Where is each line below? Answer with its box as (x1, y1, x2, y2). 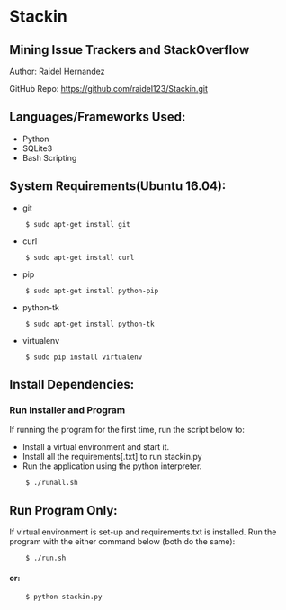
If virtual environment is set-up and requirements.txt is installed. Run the (9, 526, 277, 537)
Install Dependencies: (9, 377, 135, 392)
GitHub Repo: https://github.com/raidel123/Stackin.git (9, 84, 209, 94)
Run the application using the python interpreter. (22, 461, 202, 471)
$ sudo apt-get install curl (25, 253, 135, 262)
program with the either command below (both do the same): (9, 536, 236, 547)
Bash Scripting (22, 152, 77, 163)
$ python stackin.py (25, 592, 103, 602)
